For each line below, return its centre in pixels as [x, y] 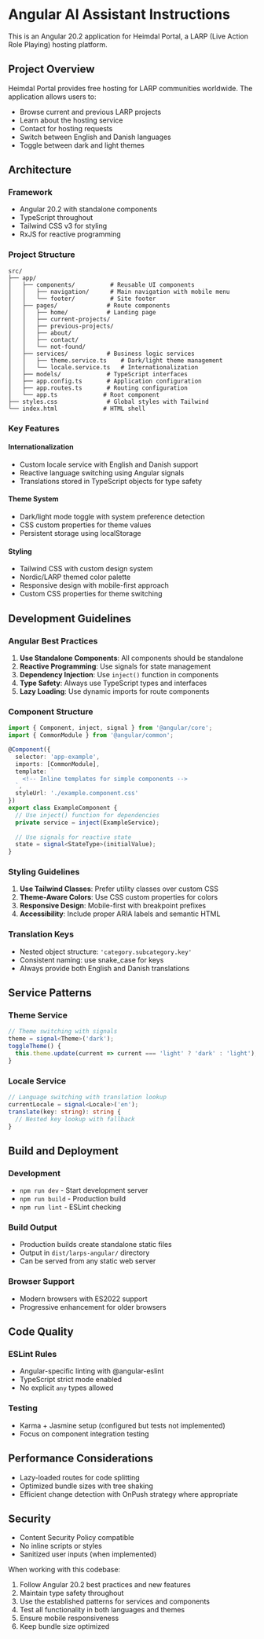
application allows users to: [52, 97]
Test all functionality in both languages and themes [102, 1610]
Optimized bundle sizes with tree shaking [86, 1486]
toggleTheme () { [35, 1047]
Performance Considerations [81, 1459]
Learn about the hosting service [71, 120]
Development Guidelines [70, 618]
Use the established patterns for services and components [115, 1601]
